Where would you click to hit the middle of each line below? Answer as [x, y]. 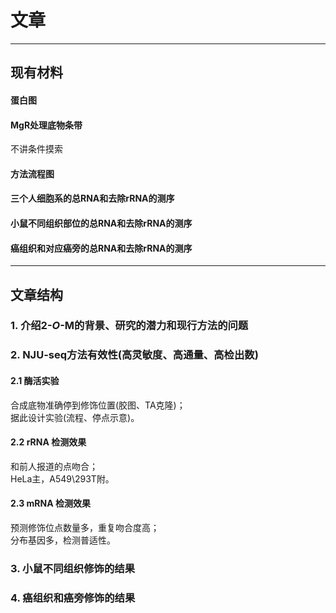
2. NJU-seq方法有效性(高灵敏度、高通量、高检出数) [134, 355]
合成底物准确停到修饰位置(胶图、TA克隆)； [98, 405]
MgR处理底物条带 [46, 125]
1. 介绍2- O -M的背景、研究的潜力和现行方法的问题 [129, 326]
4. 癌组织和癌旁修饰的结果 [73, 598]
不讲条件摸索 [36, 149]
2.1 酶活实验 [35, 380]
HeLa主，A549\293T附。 [62, 478]
